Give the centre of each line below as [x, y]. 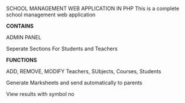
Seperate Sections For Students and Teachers [62, 49]
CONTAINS [20, 26]
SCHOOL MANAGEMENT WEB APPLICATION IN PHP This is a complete [93, 8]
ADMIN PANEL [24, 37]
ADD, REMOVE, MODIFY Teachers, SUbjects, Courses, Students [84, 71]
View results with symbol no [40, 94]
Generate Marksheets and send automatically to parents [74, 83]
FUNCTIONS [22, 60]
